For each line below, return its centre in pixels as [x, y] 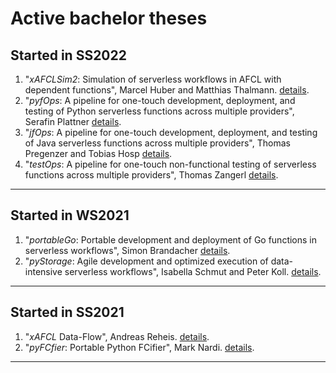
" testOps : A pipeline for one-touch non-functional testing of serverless [170, 164]
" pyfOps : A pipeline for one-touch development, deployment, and [160, 100]
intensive [43, 271]
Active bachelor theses [109, 18]
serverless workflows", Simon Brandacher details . [127, 250]
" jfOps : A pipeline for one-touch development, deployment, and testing [171, 132]
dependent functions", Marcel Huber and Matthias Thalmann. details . [167, 90]
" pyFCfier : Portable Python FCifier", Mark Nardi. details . [139, 347]
